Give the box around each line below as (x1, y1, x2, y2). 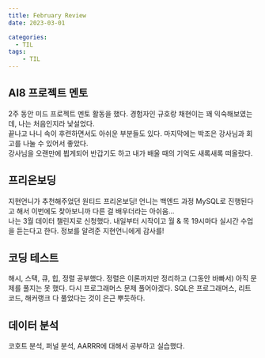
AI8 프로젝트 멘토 (8, 86, 89, 100)
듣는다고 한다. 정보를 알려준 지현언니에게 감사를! (16, 226, 165, 236)
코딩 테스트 (8, 251, 59, 265)
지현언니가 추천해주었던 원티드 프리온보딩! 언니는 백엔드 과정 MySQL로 (8, 196, 227, 205)
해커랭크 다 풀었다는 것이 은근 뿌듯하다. (25, 293, 146, 303)
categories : (8, 33, 47, 41)
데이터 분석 (8, 318, 59, 332)
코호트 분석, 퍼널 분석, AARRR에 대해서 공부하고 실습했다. (8, 341, 185, 351)
